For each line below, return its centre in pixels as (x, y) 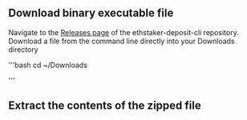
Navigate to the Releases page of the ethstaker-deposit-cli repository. (123, 32)
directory (23, 49)
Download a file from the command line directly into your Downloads (121, 41)
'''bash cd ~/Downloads (48, 65)
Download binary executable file (91, 13)
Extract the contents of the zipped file (105, 106)
